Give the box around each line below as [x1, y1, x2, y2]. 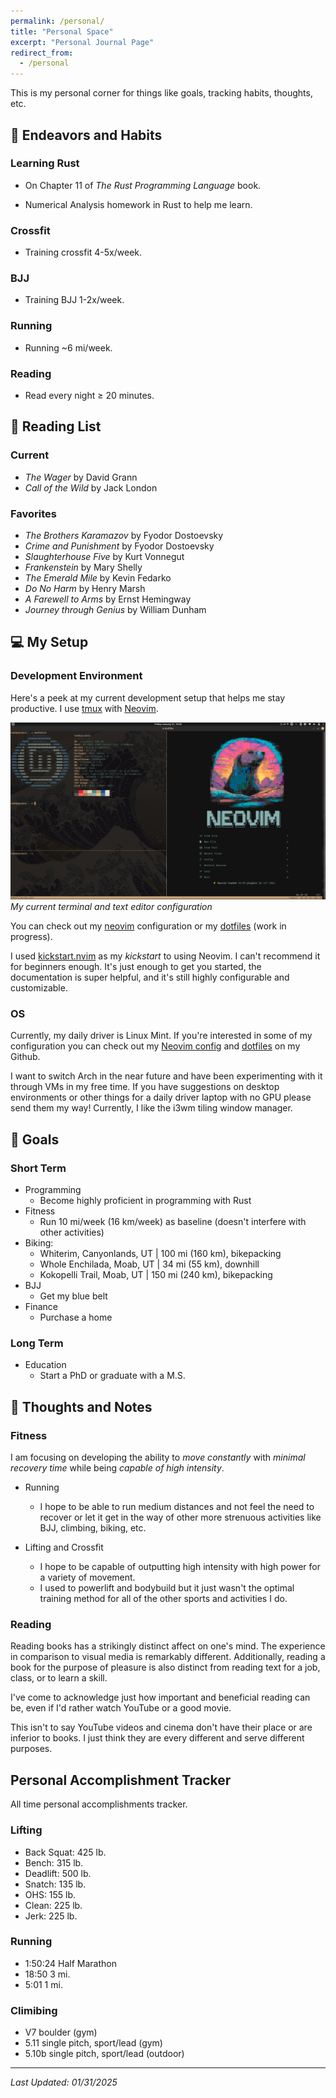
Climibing [10, 2003, 58, 2017]
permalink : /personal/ [10, 16, 105, 26]
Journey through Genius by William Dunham [24, 603, 207, 615]
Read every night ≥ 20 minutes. [24, 390, 155, 401]
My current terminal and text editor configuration [10, 901, 213, 913]
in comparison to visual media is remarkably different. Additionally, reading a [10, 1651, 326, 1663]
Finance [24, 1301, 59, 1313]
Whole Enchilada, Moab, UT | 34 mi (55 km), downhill [39, 1258, 260, 1270]
